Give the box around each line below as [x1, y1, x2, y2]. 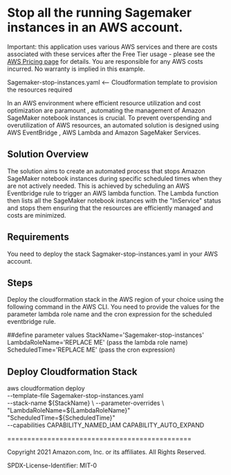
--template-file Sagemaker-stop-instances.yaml [7, 392, 144, 400]
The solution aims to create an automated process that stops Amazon [7, 166, 205, 175]
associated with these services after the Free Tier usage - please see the [7, 50, 216, 58]
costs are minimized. [7, 211, 66, 219]
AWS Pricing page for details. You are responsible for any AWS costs [7, 57, 203, 65]
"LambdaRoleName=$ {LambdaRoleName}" [7, 406, 131, 415]
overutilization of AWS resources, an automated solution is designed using [7, 121, 219, 129]
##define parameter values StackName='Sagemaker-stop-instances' [7, 331, 204, 339]
